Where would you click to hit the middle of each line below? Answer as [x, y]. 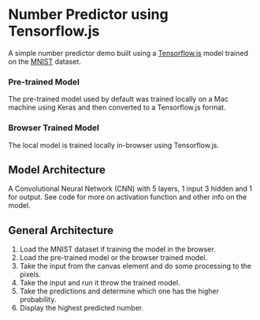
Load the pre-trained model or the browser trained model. [113, 258]
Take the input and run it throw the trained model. [100, 283]
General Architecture [61, 230]
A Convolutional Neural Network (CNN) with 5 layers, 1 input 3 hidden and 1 [130, 189]
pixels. [30, 274]
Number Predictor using [88, 15]
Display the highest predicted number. [82, 308]
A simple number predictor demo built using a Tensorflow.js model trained [128, 53]
